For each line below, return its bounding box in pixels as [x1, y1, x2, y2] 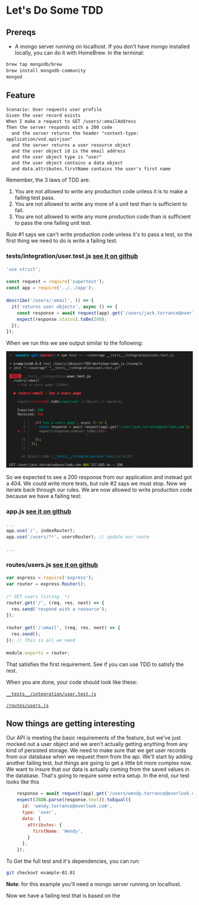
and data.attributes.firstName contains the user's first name [11, 166, 171, 172]
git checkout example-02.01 [6, 870, 76, 876]
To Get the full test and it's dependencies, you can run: [6, 858, 140, 865]
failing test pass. [14, 194, 55, 202]
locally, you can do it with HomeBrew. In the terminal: [14, 49, 145, 56]
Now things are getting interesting [6, 719, 135, 728]
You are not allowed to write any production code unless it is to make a [14, 188, 188, 195]
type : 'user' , [21, 810, 57, 815]
